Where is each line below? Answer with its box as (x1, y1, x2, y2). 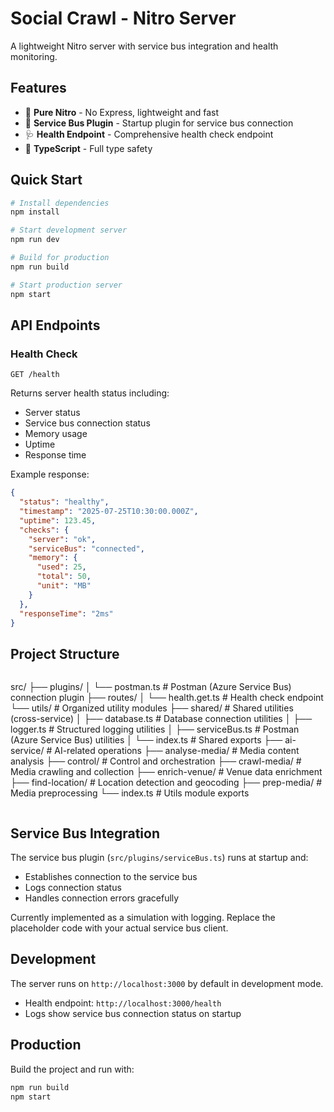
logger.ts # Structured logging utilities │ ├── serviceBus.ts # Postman (10, 723, 300, 736)
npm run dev (10, 235, 60, 245)
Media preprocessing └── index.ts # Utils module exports (10, 787, 250, 799)
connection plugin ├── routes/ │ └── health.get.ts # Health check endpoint (10, 692, 324, 704)
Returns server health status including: (10, 387, 170, 399)
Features (10, 80, 67, 97)
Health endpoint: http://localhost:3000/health (24, 997, 222, 1009)
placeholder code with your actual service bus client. (10, 922, 229, 934)
